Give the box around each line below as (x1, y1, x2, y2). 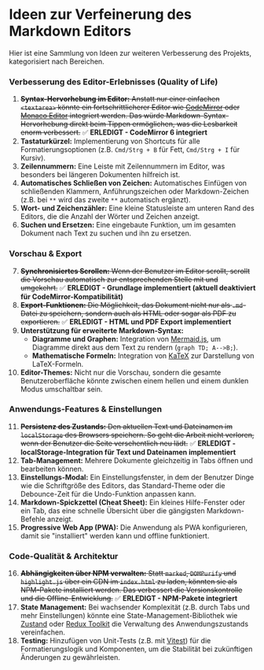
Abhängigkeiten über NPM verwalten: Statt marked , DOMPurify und (20, 568, 236, 578)
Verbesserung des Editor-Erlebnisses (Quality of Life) (9, 76, 218, 87)
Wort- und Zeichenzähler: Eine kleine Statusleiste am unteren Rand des (20, 203, 255, 213)
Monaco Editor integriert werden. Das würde (20, 111, 164, 120)
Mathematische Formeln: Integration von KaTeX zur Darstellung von (31, 350, 255, 360)
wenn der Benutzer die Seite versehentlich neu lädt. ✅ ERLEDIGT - (20, 439, 236, 448)
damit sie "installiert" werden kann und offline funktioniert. (20, 531, 210, 540)
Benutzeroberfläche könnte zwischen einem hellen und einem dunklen (20, 376, 249, 385)
